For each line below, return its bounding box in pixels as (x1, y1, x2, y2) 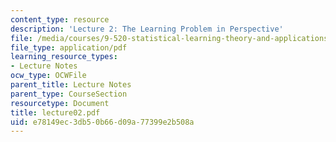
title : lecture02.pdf (10, 107, 101, 118)
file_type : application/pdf (10, 42, 128, 53)
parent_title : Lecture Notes (10, 80, 132, 90)
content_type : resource (10, 14, 110, 25)
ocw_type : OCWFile (10, 71, 87, 81)
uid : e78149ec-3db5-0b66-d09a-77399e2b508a (10, 117, 195, 127)
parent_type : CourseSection (10, 89, 128, 99)
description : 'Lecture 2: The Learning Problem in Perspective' (10, 24, 284, 34)
